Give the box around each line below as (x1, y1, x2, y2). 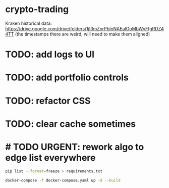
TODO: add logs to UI (5, 49, 95, 60)
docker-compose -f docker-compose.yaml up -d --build (5, 178, 121, 183)
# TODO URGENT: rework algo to (5, 141, 144, 153)
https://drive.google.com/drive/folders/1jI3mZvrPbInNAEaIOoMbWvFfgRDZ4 (5, 25, 164, 31)
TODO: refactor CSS (5, 95, 91, 107)
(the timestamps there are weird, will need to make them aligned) (15, 31, 150, 37)
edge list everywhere (5, 152, 96, 163)
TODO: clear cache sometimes (5, 118, 136, 129)
